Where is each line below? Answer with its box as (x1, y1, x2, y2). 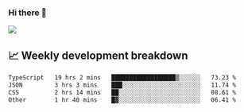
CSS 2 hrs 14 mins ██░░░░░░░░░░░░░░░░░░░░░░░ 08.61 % (8, 88, 237, 96)
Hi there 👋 (8, 7, 48, 18)
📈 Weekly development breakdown (8, 48, 188, 62)
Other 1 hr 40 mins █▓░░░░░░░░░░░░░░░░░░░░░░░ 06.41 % (8, 95, 237, 104)
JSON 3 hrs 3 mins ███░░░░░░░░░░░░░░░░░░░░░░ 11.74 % (8, 81, 237, 89)
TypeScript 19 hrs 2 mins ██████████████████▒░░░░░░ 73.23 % (8, 74, 237, 82)
